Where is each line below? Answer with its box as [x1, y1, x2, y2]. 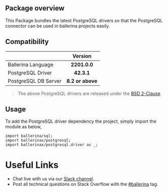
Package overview [5, 4, 65, 13]
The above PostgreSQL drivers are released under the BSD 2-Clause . [17, 90, 162, 97]
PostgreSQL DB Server [8, 77, 62, 84]
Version [72, 53, 92, 60]
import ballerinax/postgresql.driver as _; [5, 142, 98, 148]
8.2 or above [66, 77, 97, 84]
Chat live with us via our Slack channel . [12, 176, 94, 182]
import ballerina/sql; [5, 133, 53, 138]
